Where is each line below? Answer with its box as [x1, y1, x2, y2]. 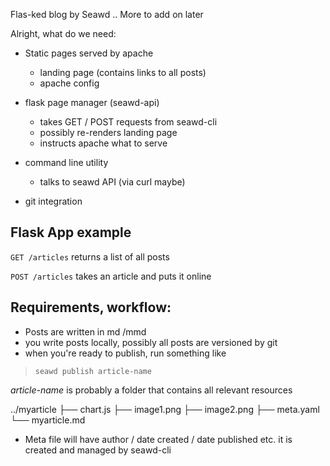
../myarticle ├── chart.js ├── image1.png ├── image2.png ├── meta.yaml [10, 403, 320, 415]
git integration [24, 195, 83, 207]
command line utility [24, 157, 109, 168]
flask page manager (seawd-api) [24, 97, 160, 108]
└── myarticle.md [10, 414, 86, 426]
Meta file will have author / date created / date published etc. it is [24, 433, 293, 445]
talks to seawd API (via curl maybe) [39, 176, 186, 188]
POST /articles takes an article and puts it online [10, 270, 212, 282]
